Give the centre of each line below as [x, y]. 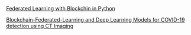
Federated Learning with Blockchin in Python [61, 8]
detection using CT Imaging [40, 26]
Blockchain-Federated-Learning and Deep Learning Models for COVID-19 [96, 20]
